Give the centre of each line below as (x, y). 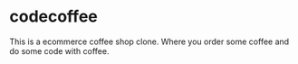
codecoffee (53, 17)
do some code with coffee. (59, 50)
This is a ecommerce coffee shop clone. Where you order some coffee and (149, 41)
